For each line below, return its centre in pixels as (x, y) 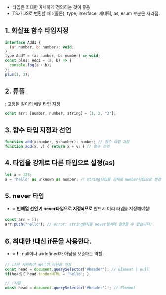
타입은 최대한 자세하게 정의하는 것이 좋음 (51, 7)
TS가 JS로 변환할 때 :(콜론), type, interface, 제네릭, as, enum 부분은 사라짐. (86, 13)
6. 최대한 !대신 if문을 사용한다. (48, 241)
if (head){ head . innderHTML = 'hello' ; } (47, 274)
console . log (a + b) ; (31, 65)
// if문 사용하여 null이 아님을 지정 (38, 265)
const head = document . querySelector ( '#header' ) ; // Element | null (77, 269)
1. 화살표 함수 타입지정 (37, 30)
